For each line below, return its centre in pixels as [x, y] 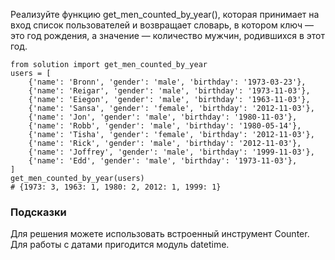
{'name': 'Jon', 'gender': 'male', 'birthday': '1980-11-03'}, [163, 117]
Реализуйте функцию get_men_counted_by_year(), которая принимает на [165, 14]
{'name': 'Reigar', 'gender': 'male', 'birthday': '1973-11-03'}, [169, 91]
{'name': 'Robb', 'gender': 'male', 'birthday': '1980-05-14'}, [165, 126]
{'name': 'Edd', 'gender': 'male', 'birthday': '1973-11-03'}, [163, 161]
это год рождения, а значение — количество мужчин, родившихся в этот [167, 35]
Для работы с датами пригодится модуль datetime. [120, 245]
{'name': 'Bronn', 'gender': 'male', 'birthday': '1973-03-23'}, [167, 82]
